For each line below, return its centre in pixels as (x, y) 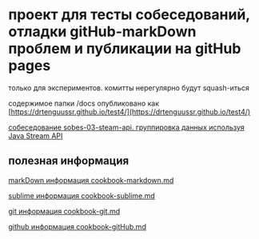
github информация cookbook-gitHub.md (77, 226)
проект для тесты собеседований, (129, 15)
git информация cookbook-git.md (64, 211)
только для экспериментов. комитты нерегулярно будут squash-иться (129, 88)
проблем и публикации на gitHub (125, 49)
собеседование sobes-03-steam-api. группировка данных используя (127, 127)
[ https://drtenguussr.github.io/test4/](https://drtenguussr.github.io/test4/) (129, 112)
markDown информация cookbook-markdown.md (91, 180)
